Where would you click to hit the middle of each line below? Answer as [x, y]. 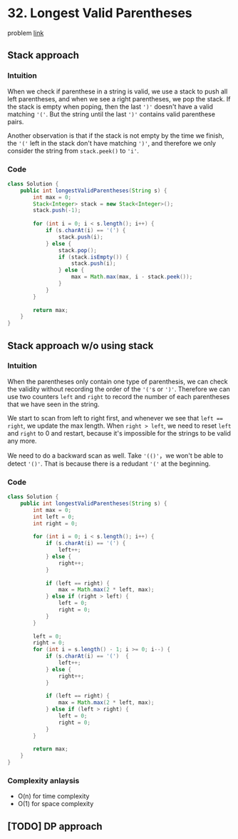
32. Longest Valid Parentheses [100, 13]
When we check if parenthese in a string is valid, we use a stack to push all [118, 91]
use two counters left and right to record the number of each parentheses [119, 396]
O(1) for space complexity [56, 804]
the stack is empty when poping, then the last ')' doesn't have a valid [110, 106]
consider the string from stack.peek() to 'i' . [73, 151]
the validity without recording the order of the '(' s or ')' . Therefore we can [119, 389]
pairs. [16, 121]
